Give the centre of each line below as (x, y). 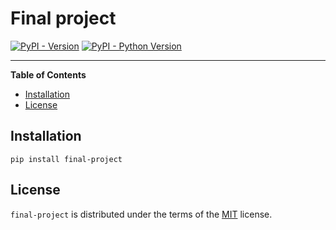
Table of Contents (48, 74)
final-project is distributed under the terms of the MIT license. (141, 214)
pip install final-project (66, 159)
